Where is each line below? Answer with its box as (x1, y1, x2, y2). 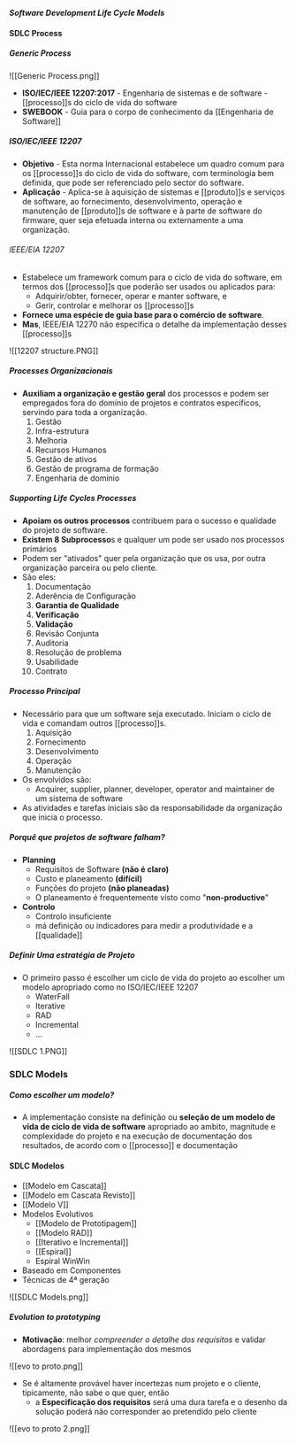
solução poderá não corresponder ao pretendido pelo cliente (34, 1406, 258, 1416)
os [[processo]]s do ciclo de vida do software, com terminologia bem (21, 167, 275, 178)
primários (21, 544, 57, 554)
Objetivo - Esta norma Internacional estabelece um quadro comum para (21, 158, 285, 169)
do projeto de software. (21, 524, 108, 535)
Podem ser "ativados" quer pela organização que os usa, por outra (21, 552, 266, 563)
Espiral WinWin (34, 1255, 91, 1266)
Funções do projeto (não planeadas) (34, 883, 170, 893)
